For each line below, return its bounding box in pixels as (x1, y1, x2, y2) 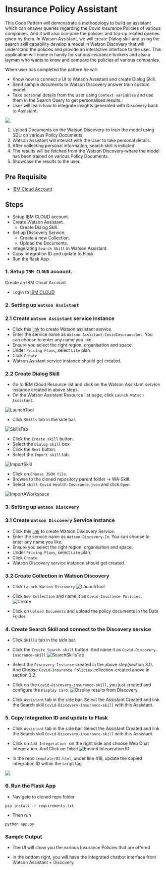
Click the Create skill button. (12, 436, 74, 442)
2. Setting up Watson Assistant (5, 302, 79, 309)
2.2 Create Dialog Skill (5, 370, 60, 377)
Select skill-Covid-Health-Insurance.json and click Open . (12, 481, 131, 487)
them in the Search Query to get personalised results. (12, 97, 122, 103)
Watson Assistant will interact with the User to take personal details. (12, 137, 151, 143)
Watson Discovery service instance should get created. (12, 560, 125, 566)
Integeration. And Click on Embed (12, 746, 78, 752)
